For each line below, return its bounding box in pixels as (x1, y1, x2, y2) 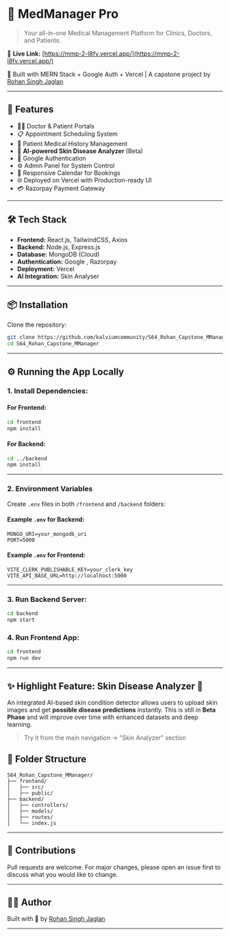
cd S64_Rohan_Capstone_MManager (7, 340, 99, 347)
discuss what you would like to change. (7, 870, 118, 878)
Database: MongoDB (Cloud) (16, 250, 100, 258)
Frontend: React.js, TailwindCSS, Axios (16, 235, 128, 244)
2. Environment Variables (7, 484, 93, 493)
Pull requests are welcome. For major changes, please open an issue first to (7, 863, 221, 871)
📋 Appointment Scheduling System (16, 130, 118, 138)
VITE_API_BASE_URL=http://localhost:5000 (7, 572, 127, 579)
